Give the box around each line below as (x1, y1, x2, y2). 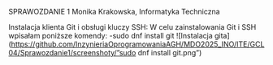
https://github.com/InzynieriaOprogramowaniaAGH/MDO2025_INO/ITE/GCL (11, 39, 265, 49)
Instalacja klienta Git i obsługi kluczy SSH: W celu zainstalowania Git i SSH (8, 22, 257, 31)
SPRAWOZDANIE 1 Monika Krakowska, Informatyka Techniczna (8, 7, 221, 16)
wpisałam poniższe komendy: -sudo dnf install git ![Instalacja (8, 31, 213, 40)
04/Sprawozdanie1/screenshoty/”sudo (8, 48, 136, 57)
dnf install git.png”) (137, 48, 202, 57)
